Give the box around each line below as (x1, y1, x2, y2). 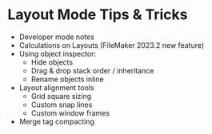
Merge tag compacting (18, 116, 95, 126)
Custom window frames (30, 108, 110, 117)
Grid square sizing (30, 91, 92, 100)
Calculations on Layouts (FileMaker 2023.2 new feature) (18, 40, 205, 49)
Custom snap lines (30, 100, 93, 109)
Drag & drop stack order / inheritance (30, 65, 154, 75)
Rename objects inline (30, 74, 105, 84)
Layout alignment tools (18, 82, 94, 93)
